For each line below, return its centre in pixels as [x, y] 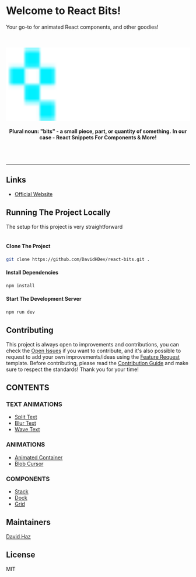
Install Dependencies [32, 273]
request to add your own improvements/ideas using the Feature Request [93, 357]
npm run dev [20, 312]
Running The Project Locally [58, 213]
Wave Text [27, 430]
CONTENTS [28, 388]
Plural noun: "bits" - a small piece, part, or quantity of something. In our [98, 131]
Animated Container [38, 457]
